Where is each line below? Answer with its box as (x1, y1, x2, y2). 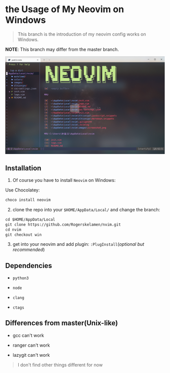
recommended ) (12, 247, 45, 253)
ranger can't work (12, 342, 50, 348)
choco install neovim (5, 198, 51, 203)
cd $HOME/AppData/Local (5, 217, 56, 222)
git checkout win (5, 232, 42, 238)
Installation (5, 164, 41, 172)
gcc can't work (12, 332, 45, 338)
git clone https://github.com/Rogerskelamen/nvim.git (5, 222, 121, 228)
